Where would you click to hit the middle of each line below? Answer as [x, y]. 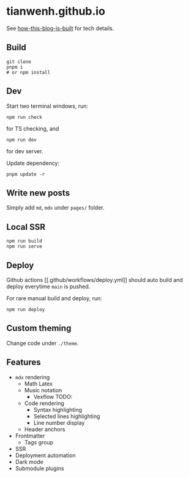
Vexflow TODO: [53, 396]
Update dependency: [33, 163]
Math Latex [39, 384]
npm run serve [24, 246]
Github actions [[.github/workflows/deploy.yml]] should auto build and [95, 280]
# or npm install [28, 72]
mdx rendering [32, 377]
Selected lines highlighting [67, 416]
